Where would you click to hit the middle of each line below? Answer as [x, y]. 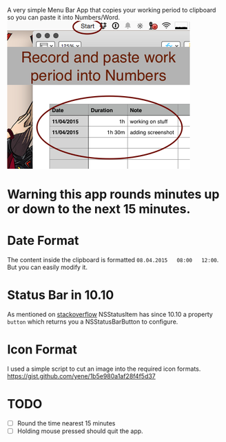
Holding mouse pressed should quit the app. [80, 431]
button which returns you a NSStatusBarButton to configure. [93, 322]
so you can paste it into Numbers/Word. [64, 17]
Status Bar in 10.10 [61, 295]
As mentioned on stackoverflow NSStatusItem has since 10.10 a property [110, 315]
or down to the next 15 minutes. [99, 209]
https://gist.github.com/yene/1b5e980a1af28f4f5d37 [82, 376]
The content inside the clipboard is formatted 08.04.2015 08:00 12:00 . [113, 260]
